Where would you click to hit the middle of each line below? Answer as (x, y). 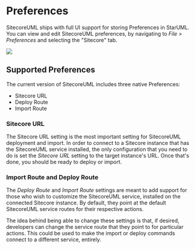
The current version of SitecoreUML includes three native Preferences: (93, 84)
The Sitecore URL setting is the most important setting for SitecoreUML (94, 137)
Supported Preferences (51, 70)
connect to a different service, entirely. (54, 239)
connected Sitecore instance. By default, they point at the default (86, 203)
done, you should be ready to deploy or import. (64, 162)
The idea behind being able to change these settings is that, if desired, (93, 220)
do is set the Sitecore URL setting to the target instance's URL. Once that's (98, 156)
